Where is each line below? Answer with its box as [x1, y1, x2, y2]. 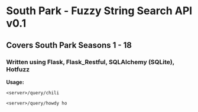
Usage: [6, 78, 25, 85]
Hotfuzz [6, 65, 30, 73]
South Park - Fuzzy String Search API [6, 4, 193, 18]
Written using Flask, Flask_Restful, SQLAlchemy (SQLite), [6, 58, 174, 66]
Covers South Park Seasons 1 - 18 [6, 40, 132, 50]
